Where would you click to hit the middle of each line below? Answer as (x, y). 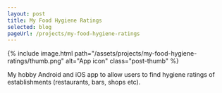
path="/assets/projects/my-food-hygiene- (136, 54)
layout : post (26, 14)
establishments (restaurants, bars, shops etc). (74, 82)
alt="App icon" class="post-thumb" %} (123, 61)
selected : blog (30, 27)
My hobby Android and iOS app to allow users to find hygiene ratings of (111, 75)
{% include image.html (40, 54)
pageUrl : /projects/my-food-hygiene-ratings (74, 33)
